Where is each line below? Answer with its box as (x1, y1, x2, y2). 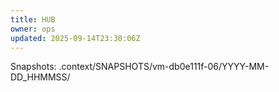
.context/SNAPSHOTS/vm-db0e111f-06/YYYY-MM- (58, 61, 270, 73)
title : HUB (10, 14, 56, 25)
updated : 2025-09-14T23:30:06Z (10, 33, 141, 43)
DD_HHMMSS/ (10, 71, 71, 83)
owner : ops (10, 24, 56, 34)
